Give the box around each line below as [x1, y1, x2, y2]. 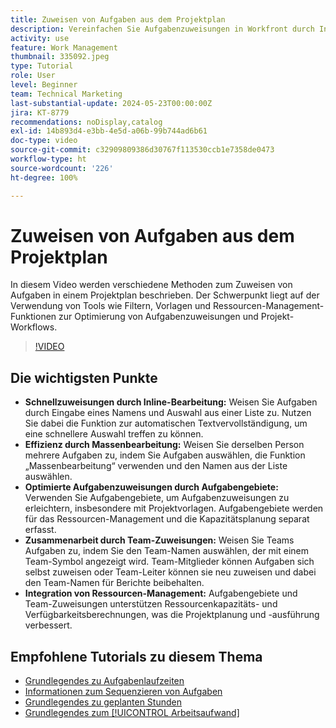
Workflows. [10, 321, 58, 333]
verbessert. [24, 619, 73, 631]
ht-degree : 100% [10, 172, 78, 183]
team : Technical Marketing [10, 89, 123, 99]
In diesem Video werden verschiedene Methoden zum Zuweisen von [10, 279, 293, 291]
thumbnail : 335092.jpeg [10, 52, 110, 62]
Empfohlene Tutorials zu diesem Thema [10, 648, 263, 665]
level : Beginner [10, 80, 78, 90]
